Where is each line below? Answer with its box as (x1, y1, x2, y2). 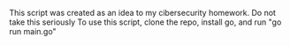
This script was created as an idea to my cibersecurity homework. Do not (9, 8, 277, 18)
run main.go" (9, 26, 57, 36)
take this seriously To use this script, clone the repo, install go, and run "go (9, 17, 282, 27)
